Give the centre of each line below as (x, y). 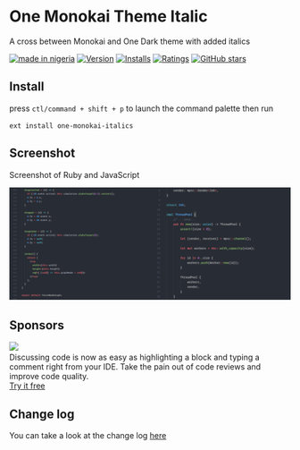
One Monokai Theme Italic (108, 17)
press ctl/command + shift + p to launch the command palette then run (142, 108)
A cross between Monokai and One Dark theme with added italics (130, 41)
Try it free (27, 386)
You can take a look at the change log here (88, 435)
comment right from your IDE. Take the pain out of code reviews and (135, 367)
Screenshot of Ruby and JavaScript (75, 174)
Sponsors (37, 325)
